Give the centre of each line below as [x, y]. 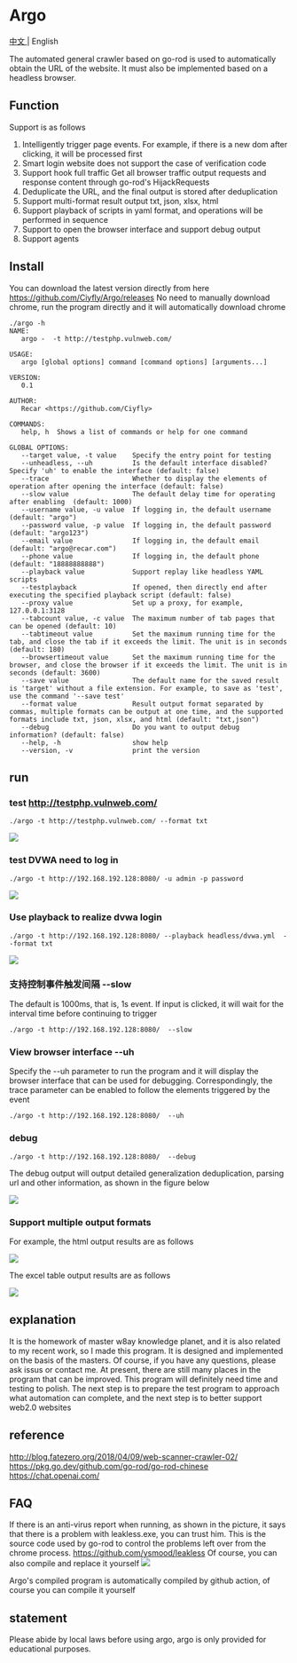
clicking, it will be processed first [82, 154]
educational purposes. [50, 1649]
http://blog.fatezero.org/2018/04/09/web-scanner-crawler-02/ [124, 1456]
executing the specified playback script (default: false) [121, 595]
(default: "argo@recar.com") [63, 548]
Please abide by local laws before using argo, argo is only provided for [138, 1640]
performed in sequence [65, 219]
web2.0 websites [40, 1407]
